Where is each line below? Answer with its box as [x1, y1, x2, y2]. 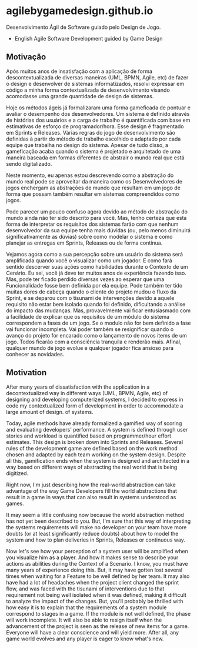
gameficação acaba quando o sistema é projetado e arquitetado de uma [6, 148, 181, 155]
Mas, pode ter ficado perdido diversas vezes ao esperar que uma [6, 275, 165, 283]
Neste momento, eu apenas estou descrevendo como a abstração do [6, 172, 174, 179]
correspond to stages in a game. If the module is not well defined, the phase [6, 610, 191, 617]
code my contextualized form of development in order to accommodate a [6, 402, 183, 409]
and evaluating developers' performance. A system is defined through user [6, 426, 188, 433]
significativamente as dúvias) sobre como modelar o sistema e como [6, 233, 173, 240]
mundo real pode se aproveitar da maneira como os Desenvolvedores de [6, 178, 183, 185]
